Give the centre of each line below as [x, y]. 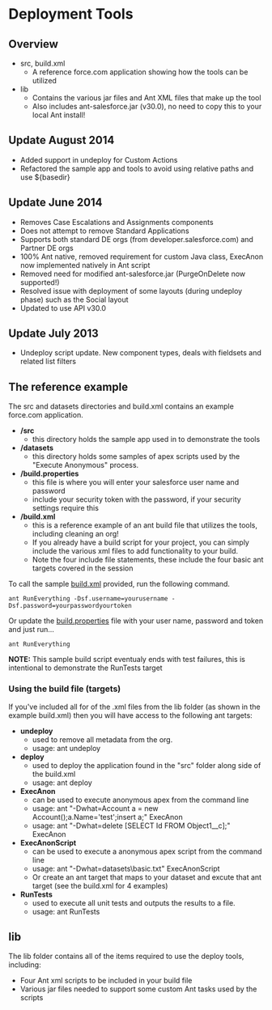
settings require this [66, 508]
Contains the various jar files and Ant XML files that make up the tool [147, 98]
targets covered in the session [83, 568]
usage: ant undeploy [66, 748]
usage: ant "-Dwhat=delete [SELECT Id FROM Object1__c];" [131, 825]
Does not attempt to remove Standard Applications [104, 231]
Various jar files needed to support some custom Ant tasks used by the [138, 989]
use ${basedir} [45, 177]
